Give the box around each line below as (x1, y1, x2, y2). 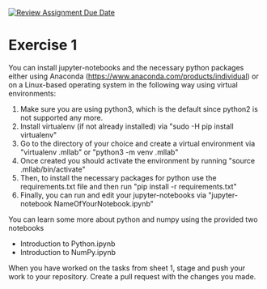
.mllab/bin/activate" (19, 164, 87, 174)
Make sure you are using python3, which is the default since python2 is (19, 104, 259, 113)
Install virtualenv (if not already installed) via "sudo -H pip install (19, 121, 234, 131)
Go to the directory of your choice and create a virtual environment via (19, 138, 256, 148)
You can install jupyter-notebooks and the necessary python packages (8, 62, 244, 72)
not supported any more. (19, 113, 104, 122)
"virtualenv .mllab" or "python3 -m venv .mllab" (19, 147, 179, 157)
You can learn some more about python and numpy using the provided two (8, 215, 258, 224)
